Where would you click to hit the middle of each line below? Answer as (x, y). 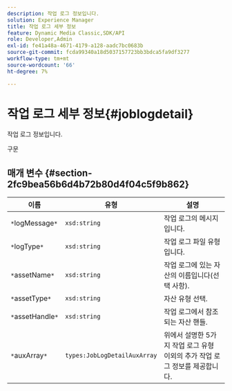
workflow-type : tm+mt (38, 59)
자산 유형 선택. (186, 299)
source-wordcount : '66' (41, 65)
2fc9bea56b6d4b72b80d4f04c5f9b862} (98, 184)
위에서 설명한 (184, 335)
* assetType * (31, 298)
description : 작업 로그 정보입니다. (54, 13)
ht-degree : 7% (28, 71)
